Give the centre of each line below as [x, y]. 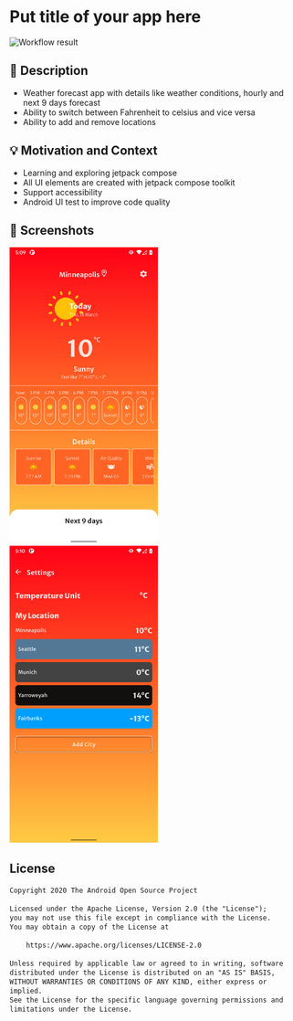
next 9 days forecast [61, 102]
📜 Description [49, 71]
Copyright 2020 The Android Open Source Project [104, 891]
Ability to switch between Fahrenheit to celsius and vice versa [139, 112]
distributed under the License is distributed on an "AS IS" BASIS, [142, 973]
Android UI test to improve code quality [96, 202]
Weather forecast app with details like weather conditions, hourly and [153, 92]
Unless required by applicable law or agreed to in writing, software [146, 964]
